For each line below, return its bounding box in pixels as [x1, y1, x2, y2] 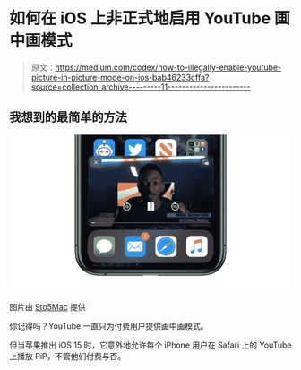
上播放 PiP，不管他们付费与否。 [9, 350, 126, 361]
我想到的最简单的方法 [9, 109, 127, 125]
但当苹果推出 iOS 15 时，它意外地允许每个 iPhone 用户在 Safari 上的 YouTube [9, 340, 292, 350]
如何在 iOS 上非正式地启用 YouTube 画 [9, 8, 290, 29]
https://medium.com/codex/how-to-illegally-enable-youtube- [55, 62, 282, 73]
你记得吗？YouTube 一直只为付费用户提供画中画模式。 [9, 320, 209, 331]
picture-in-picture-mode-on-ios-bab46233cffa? [30, 72, 210, 82]
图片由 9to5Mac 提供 [9, 301, 87, 312]
